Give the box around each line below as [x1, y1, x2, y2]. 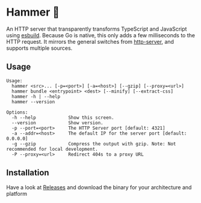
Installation [6, 168, 49, 178]
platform [6, 190, 27, 197]
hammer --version [11, 98, 55, 105]
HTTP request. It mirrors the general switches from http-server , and [6, 38, 175, 45]
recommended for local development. [6, 146, 98, 152]
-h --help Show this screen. [11, 114, 114, 121]
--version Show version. [11, 120, 104, 126]
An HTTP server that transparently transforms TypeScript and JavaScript [6, 25, 187, 32]
